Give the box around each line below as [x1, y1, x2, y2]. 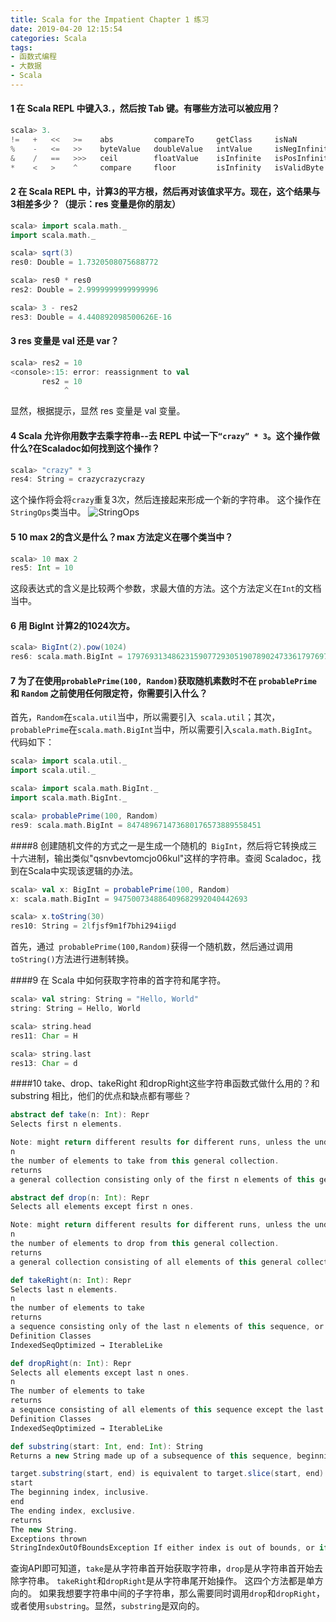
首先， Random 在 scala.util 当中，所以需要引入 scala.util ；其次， [10, 711, 281, 723]
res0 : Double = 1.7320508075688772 [10, 257, 159, 268]
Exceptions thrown [10, 1534, 87, 1544]
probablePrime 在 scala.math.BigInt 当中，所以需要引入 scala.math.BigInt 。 [10, 724, 318, 736]
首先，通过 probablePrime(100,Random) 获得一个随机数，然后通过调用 [10, 941, 294, 953]
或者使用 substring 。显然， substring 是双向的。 [10, 1600, 205, 1612]
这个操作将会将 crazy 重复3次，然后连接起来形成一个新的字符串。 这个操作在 [10, 494, 322, 506]
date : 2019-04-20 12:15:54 [10, 24, 123, 34]
